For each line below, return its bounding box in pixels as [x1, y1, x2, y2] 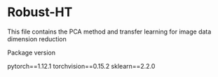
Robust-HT [7, 4, 73, 20]
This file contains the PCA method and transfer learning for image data [7, 27, 212, 36]
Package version [7, 48, 56, 57]
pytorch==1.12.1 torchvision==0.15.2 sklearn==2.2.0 [7, 62, 156, 70]
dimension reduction [7, 34, 67, 43]
